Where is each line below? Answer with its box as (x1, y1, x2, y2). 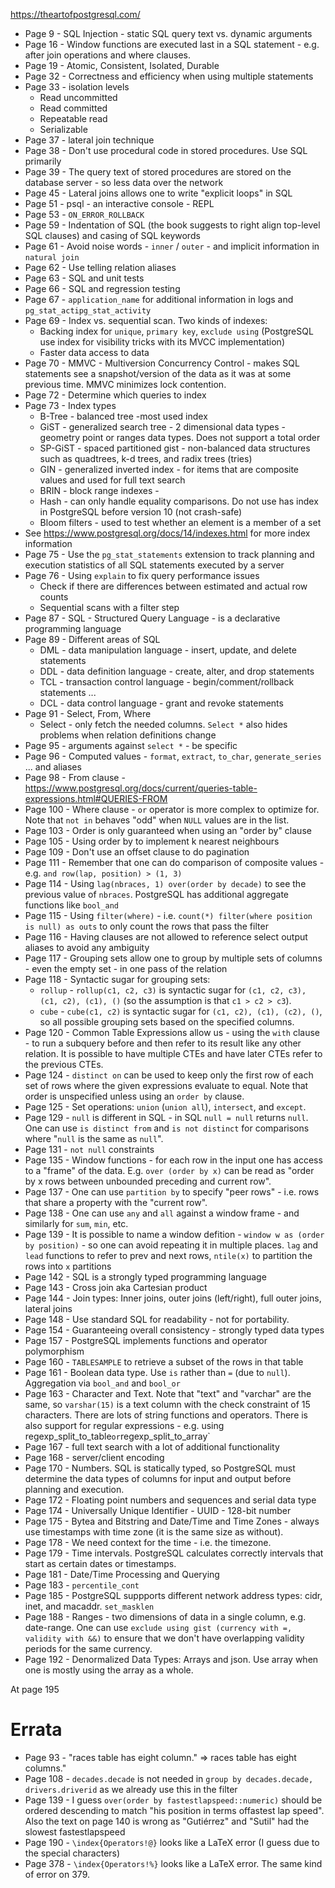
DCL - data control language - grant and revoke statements (39, 697, 284, 709)
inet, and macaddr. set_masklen (24, 1600, 155, 1612)
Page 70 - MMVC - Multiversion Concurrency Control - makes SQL (24, 357, 300, 369)
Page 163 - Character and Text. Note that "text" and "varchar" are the (24, 1388, 312, 1399)
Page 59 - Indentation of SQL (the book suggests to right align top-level (24, 219, 321, 231)
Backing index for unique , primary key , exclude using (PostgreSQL (39, 325, 314, 337)
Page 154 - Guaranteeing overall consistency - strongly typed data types (24, 1324, 325, 1336)
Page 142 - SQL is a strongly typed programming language (24, 1271, 267, 1283)
